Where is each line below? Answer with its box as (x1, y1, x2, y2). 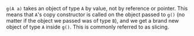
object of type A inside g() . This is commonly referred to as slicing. (6, 23, 169, 30)
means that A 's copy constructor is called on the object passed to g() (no (6, 11, 185, 18)
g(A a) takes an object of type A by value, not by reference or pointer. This (6, 5, 188, 12)
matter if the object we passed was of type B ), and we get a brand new (6, 17, 179, 24)
